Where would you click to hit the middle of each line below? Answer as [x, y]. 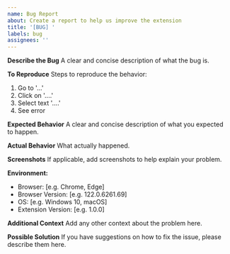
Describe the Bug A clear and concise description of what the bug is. [109, 60]
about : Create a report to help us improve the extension [94, 21]
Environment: [28, 173]
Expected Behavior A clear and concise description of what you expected [115, 124]
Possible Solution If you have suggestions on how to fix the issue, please [114, 237]
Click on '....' [35, 96]
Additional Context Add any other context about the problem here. [105, 223]
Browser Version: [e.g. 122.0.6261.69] [72, 194]
